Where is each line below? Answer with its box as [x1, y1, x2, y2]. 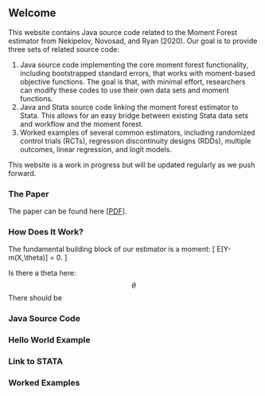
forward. [8, 168, 37, 178]
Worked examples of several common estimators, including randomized [19, 127, 255, 137]
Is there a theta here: [8, 269, 77, 278]
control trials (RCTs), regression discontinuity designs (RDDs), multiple [19, 135, 251, 146]
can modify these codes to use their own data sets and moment [19, 85, 229, 95]
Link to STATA [8, 356, 64, 367]
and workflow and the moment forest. [19, 119, 144, 128]
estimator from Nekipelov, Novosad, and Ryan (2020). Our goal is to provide [8, 36, 258, 45]
